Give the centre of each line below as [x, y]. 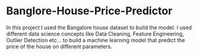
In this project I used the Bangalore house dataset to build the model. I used [99, 27]
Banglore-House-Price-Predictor [89, 11]
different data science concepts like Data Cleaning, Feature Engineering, [95, 33]
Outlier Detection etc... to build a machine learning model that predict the [96, 40]
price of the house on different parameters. [59, 46]
